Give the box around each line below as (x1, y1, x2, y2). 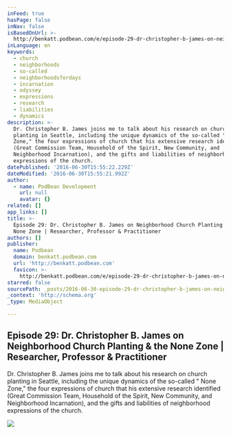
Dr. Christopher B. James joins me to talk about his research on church (7, 369, 208, 378)
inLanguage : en (7, 42, 51, 49)
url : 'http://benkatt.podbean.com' (13, 260, 115, 267)
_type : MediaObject (7, 298, 63, 305)
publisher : (7, 240, 38, 248)
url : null (19, 189, 48, 196)
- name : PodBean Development (13, 183, 97, 190)
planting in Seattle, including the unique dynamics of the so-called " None (7, 377, 217, 385)
